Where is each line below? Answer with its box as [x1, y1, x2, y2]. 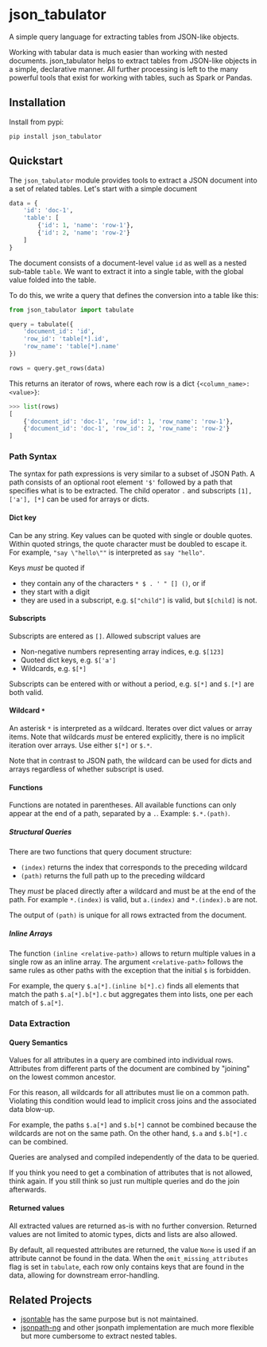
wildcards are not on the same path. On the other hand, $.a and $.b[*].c [9, 1129, 248, 1138]
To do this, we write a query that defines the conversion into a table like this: [9, 290, 259, 300]
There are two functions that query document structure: [9, 847, 192, 857]
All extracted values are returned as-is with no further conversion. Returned [9, 1221, 257, 1231]
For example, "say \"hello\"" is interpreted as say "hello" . [9, 548, 205, 557]
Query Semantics [9, 1038, 68, 1047]
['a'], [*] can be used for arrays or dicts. [9, 494, 150, 504]
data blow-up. [9, 1105, 55, 1114]
